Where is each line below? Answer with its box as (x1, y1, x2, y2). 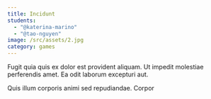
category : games (7, 43, 55, 50)
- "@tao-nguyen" (13, 30, 62, 37)
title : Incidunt (7, 10, 55, 18)
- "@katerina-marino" (13, 23, 78, 30)
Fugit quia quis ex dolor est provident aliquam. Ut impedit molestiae (7, 63, 204, 71)
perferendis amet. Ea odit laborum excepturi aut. (7, 70, 149, 78)
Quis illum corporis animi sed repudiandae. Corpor (7, 84, 154, 92)
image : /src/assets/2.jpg (7, 37, 84, 44)
